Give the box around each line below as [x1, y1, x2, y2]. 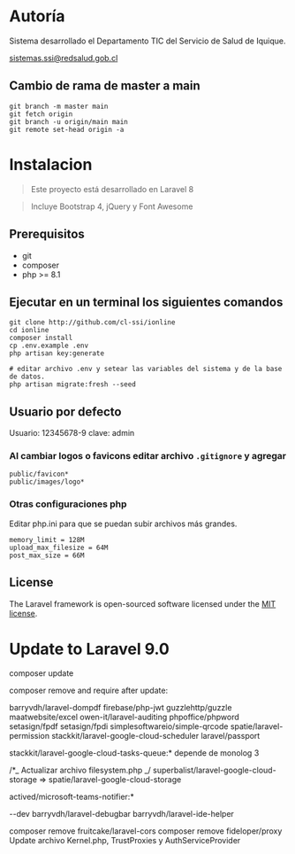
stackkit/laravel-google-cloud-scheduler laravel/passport [51, 731, 261, 741]
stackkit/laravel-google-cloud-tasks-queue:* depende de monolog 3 [9, 748, 260, 758]
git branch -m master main [9, 102, 109, 111]
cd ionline [9, 326, 49, 335]
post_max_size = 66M [9, 551, 86, 560]
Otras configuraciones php [9, 498, 127, 510]
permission [9, 731, 50, 741]
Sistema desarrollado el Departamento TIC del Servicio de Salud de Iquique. [9, 35, 286, 46]
